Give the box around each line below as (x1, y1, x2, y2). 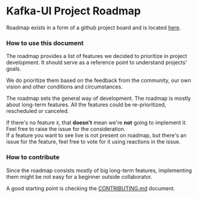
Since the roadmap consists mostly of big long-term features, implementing (6, 166, 192, 174)
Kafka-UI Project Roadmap (6, 4, 141, 18)
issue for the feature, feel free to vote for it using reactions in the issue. (6, 138, 181, 145)
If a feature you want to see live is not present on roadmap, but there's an (6, 132, 187, 139)
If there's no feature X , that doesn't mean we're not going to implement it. (6, 119, 187, 126)
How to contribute (6, 153, 60, 162)
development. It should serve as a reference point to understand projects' (6, 59, 187, 66)
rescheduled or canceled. (6, 108, 70, 115)
